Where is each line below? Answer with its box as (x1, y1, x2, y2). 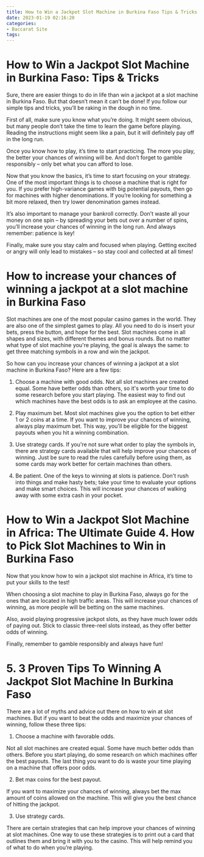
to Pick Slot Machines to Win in (6, 539, 166, 553)
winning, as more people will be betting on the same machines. (6, 603, 164, 611)
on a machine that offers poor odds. (6, 763, 96, 771)
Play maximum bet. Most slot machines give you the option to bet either (15, 410, 195, 416)
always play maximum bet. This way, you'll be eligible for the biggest (15, 422, 188, 430)
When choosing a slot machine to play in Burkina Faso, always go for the (6, 590, 189, 598)
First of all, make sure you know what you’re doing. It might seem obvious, (6, 116, 193, 123)
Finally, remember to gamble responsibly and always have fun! (6, 640, 163, 647)
